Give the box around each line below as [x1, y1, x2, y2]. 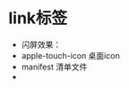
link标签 [8, 8, 68, 28]
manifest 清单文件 [21, 61, 88, 72]
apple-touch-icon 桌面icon [21, 50, 120, 60]
